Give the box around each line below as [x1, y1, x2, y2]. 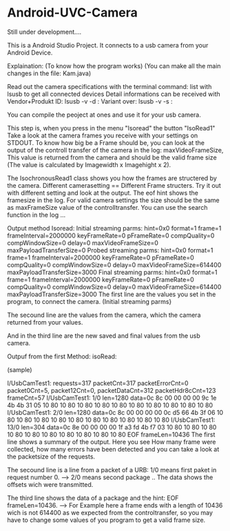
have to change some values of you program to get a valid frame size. [7, 516, 206, 524]
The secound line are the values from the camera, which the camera [7, 311, 201, 319]
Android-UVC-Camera [7, 5, 138, 21]
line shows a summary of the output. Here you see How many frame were [7, 437, 216, 446]
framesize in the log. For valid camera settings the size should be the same [7, 195, 220, 204]
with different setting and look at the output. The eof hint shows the [7, 189, 198, 197]
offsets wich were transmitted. [7, 480, 94, 488]
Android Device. [7, 48, 53, 57]
